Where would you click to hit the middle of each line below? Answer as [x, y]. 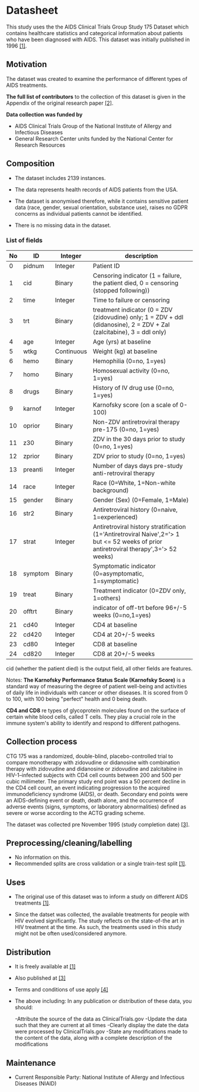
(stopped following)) [121, 290]
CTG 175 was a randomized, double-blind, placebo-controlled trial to [90, 756]
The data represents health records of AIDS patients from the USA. [96, 189]
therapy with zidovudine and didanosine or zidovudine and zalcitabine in [94, 769]
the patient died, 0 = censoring [136, 283]
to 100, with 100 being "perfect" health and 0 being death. [77, 698]
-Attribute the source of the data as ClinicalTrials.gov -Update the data [101, 1019]
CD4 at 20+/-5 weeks [124, 634]
